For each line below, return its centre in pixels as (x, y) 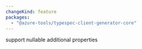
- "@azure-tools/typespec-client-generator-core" (74, 23)
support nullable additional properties (52, 40)
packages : (18, 17)
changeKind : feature (31, 12)
